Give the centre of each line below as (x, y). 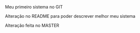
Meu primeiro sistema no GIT (34, 7)
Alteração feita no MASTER (32, 25)
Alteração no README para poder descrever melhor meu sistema (70, 16)
